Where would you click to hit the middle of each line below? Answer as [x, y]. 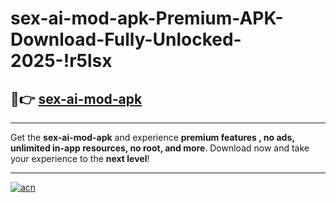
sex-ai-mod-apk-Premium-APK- [147, 18]
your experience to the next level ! [80, 158]
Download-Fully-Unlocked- [126, 39]
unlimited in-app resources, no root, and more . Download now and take [160, 148]
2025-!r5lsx [61, 61]
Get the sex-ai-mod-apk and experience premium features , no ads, [152, 137]
